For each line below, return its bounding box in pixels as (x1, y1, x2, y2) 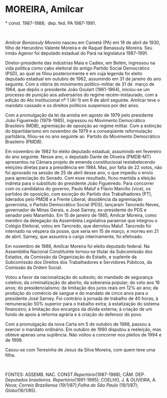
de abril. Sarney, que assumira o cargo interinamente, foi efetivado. (5, 233, 144, 239)
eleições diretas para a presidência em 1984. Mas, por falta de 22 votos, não (5, 164, 163, 170)
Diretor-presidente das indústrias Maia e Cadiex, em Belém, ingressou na (5, 60, 156, 66)
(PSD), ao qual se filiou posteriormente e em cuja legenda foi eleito (5, 70, 143, 76)
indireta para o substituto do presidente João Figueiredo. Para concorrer (5, 180, 155, 186)
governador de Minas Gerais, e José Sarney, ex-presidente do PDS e (5, 207, 147, 213)
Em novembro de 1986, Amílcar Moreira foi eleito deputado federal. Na (5, 243, 150, 249)
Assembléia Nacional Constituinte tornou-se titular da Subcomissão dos (5, 248, 153, 254)
